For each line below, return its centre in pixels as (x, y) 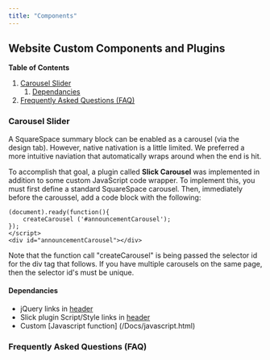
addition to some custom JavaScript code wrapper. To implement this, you (132, 180)
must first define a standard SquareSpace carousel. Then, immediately (126, 188)
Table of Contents (39, 68)
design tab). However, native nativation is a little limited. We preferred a (127, 147)
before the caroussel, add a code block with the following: (105, 197)
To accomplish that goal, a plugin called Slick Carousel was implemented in (134, 172)
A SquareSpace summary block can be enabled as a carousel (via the (124, 139)
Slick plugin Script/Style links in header (85, 317)
